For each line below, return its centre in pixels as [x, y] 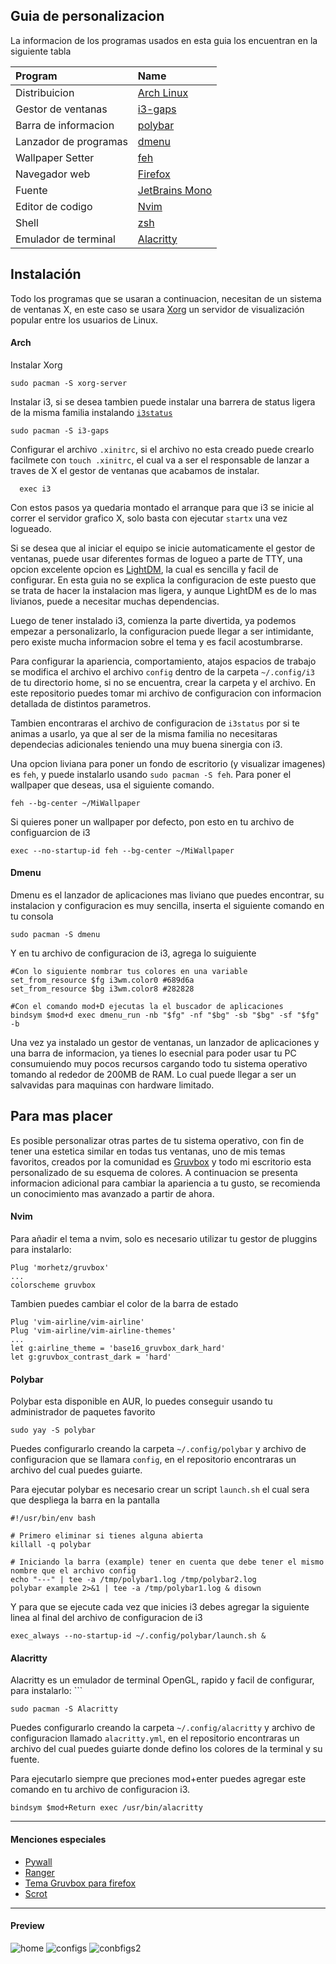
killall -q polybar [51, 1545]
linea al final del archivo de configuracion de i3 [106, 1618]
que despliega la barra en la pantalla [85, 1500]
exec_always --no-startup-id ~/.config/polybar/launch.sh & [138, 1636]
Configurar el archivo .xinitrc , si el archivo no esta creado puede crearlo [162, 449]
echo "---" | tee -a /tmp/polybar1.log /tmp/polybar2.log [133, 1580]
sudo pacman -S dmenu [55, 935]
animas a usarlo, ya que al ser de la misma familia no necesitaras [144, 733]
